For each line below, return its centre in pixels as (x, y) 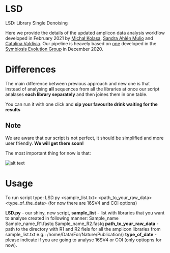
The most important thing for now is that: (48, 153)
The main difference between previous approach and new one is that (78, 83)
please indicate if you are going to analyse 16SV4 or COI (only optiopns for (83, 240)
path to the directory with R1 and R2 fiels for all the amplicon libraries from (83, 229)
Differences (31, 70)
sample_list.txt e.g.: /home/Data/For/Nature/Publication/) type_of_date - (81, 234)
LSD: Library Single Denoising (36, 23)
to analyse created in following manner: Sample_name (62, 218)
